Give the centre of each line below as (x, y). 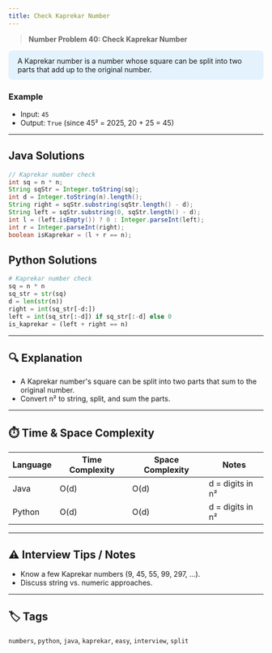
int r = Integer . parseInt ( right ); (67, 227)
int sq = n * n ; (36, 182)
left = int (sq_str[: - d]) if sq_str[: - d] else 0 (90, 316)
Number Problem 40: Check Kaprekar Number (108, 39)
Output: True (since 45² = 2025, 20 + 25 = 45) (97, 122)
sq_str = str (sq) (38, 294)
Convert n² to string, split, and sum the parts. (95, 399)
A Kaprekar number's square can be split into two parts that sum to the (138, 381)
